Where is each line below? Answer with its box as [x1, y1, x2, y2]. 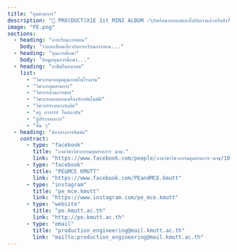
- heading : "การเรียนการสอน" [13, 37, 88, 44]
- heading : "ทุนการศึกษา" [13, 50, 80, 57]
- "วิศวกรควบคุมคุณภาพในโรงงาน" [25, 76, 101, 83]
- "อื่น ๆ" [25, 121, 51, 129]
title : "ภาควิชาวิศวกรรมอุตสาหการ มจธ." [33, 148, 129, 155]
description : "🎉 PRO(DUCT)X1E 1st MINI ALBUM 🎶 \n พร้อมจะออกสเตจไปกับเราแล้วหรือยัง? [7, 17, 231, 24]
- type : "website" [25, 200, 81, 208]
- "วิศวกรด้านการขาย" [25, 89, 75, 96]
